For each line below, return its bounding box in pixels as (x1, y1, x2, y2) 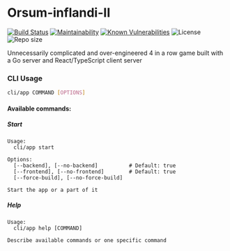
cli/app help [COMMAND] (13, 225, 82, 232)
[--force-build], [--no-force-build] (13, 174, 123, 181)
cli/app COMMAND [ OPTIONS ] (7, 89, 86, 97)
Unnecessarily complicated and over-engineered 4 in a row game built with (7, 49, 224, 57)
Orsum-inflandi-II (7, 5, 111, 21)
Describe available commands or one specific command (7, 236, 167, 244)
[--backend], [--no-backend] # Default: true (13, 162, 176, 169)
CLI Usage (7, 73, 43, 83)
